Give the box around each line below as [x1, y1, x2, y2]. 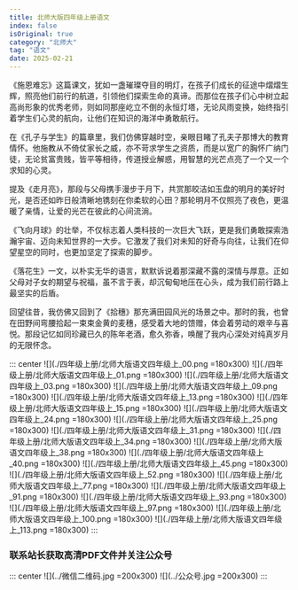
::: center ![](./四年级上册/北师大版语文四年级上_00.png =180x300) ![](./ [9, 359, 269, 369]
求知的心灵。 [9, 165, 56, 175]
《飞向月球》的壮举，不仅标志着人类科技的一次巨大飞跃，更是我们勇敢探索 [9, 225, 281, 235]
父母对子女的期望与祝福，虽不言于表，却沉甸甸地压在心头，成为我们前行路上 [9, 276, 289, 287]
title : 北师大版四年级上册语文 [9, 12, 110, 22]
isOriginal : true [9, 29, 74, 38]
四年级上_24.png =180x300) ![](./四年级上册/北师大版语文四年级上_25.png [9, 414, 278, 424]
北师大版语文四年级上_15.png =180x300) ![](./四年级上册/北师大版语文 [35, 403, 288, 413]
